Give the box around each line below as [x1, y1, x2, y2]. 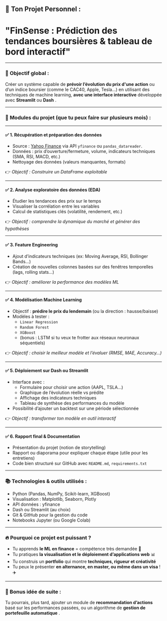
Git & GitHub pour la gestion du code [12, 512, 88, 518]
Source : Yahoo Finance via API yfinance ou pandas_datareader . [12, 143, 143, 149]
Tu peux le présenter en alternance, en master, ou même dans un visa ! [12, 563, 161, 569]
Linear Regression [19, 319, 58, 324]
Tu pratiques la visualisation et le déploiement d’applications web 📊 [12, 551, 156, 557]
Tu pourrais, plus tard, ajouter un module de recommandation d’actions [5, 600, 153, 606]
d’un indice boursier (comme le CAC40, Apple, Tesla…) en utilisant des [5, 86, 150, 92]
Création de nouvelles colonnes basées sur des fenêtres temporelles [12, 264, 154, 270]
